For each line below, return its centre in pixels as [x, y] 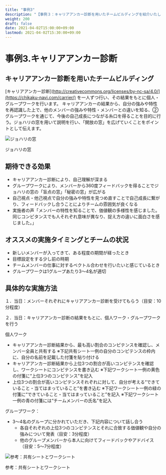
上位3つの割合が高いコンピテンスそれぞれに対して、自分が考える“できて [86, 382]
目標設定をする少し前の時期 [41, 259]
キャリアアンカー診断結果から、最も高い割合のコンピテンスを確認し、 [84, 345]
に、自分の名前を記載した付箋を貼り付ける [56, 357]
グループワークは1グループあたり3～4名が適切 [59, 271]
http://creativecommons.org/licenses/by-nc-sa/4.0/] [106, 91]
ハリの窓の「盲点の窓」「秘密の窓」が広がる [61, 191]
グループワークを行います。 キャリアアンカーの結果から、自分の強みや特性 [81, 104]
